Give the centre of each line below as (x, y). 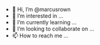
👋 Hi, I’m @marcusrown (41, 9)
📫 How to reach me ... (40, 36)
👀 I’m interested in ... (38, 16)
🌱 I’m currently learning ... (44, 22)
